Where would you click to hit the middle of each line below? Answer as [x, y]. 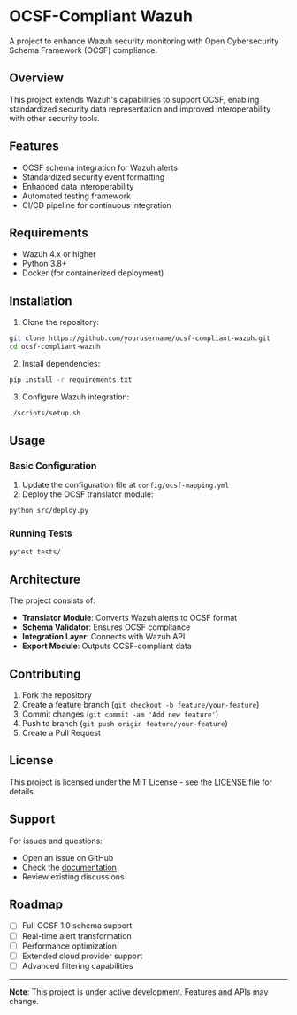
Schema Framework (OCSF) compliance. [84, 50]
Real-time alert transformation [77, 935]
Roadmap [36, 905]
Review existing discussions [73, 876]
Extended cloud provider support [82, 956]
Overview [37, 78]
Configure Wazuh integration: [76, 397]
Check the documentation [69, 867]
